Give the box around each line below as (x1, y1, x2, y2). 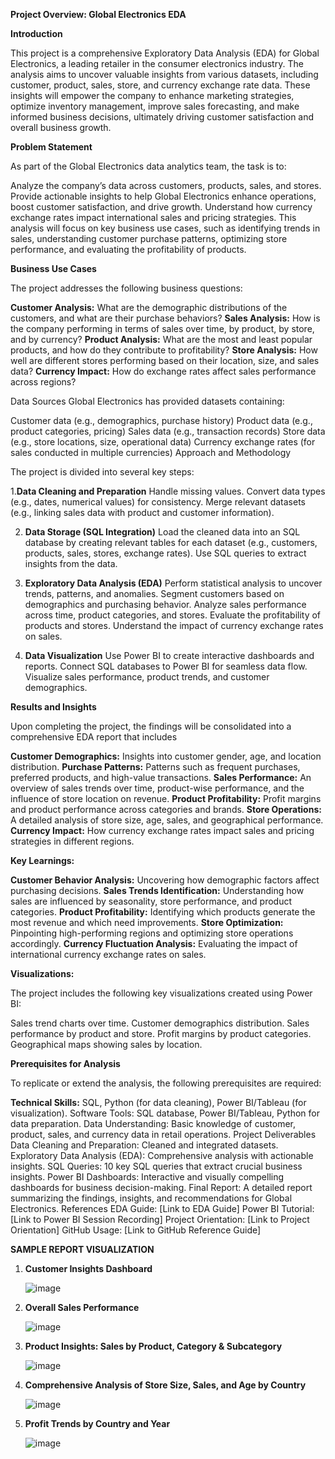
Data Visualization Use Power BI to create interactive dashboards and (24, 650, 315, 661)
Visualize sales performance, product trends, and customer (24, 671, 270, 683)
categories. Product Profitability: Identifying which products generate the (10, 906, 316, 918)
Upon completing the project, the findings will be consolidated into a (10, 720, 292, 732)
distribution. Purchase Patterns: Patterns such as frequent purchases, (10, 761, 301, 773)
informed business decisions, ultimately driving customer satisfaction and (10, 111, 315, 123)
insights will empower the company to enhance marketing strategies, (10, 90, 295, 101)
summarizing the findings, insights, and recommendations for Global (10, 1192, 293, 1204)
